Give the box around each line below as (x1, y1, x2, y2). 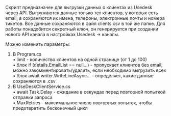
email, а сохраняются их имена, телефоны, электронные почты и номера (5, 15, 165, 21)
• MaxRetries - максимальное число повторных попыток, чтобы (12, 100, 152, 106)
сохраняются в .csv (12, 78, 56, 84)
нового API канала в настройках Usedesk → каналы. (5, 32, 119, 37)
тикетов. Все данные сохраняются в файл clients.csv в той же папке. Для (5, 20, 165, 26)
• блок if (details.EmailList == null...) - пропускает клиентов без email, (12, 62, 163, 68)
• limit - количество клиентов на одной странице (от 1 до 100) (12, 56, 147, 63)
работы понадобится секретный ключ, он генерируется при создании (5, 26, 159, 32)
